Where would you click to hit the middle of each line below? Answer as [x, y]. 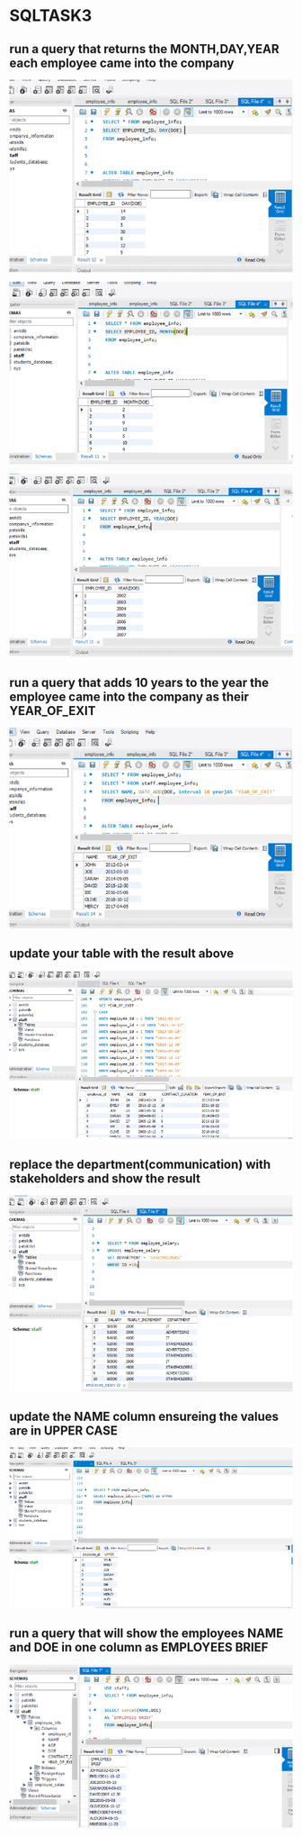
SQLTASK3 [51, 16]
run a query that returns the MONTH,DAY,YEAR [144, 49]
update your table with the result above [122, 954]
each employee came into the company [122, 63]
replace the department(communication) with [140, 1164]
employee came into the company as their [129, 696]
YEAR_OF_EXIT [53, 711]
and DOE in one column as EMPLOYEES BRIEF [139, 1647]
